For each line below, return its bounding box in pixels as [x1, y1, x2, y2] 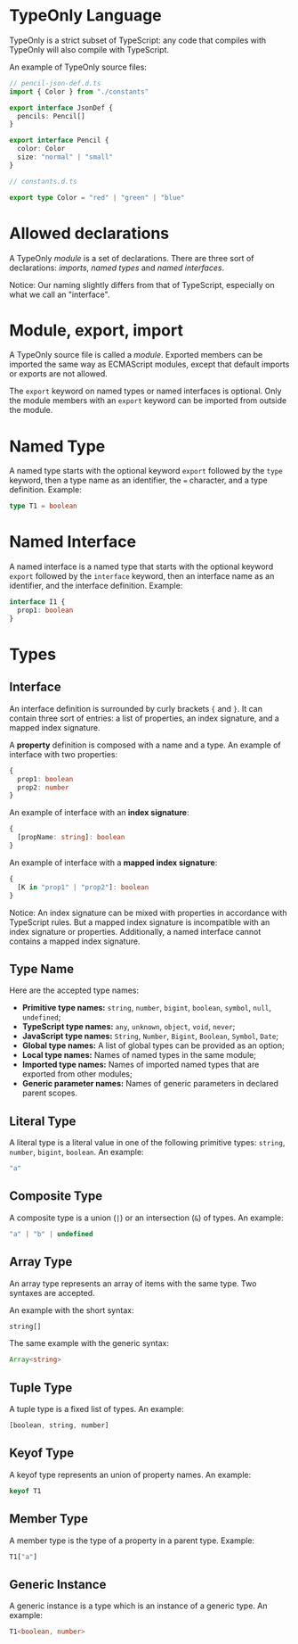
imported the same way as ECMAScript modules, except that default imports [9, 359, 290, 370]
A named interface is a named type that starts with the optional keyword [9, 561, 274, 572]
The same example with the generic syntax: [9, 1338, 169, 1349]
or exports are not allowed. [9, 368, 109, 379]
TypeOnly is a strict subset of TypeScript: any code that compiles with [9, 35, 267, 45]
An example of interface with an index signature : [9, 807, 189, 818]
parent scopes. [21, 1087, 78, 1098]
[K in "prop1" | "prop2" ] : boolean [17, 882, 149, 892]
